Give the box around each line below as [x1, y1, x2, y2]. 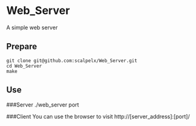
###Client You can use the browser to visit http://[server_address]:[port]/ [6, 113, 190, 120]
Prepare [6, 41, 38, 52]
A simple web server [6, 24, 58, 31]
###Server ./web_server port [6, 101, 79, 108]
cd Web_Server [6, 63, 43, 69]
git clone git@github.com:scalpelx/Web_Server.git [6, 57, 138, 64]
